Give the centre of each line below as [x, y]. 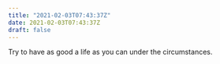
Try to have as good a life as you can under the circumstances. [110, 52]
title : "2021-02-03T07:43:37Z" [60, 15]
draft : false [30, 30]
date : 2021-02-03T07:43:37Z [54, 23]
